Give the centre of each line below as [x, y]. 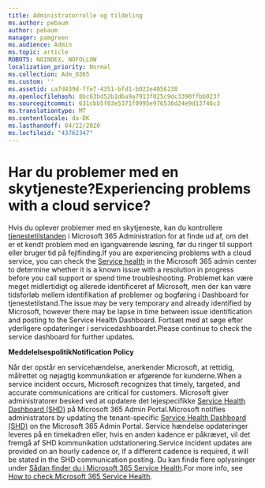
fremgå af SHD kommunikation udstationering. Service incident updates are [130, 442]
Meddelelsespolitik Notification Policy [71, 351]
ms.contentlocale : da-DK [49, 118]
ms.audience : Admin [40, 45]
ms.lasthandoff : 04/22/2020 [54, 126]
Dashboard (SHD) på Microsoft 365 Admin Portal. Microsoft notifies [117, 409]
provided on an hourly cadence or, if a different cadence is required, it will [128, 451]
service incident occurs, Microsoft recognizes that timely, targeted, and [124, 384]
